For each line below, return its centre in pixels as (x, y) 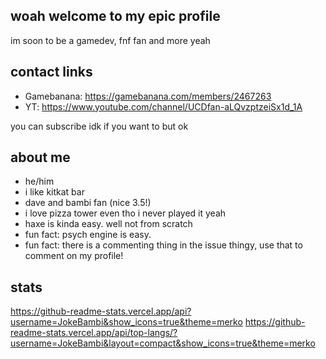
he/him (39, 181)
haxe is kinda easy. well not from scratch (108, 224)
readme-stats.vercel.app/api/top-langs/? (94, 333)
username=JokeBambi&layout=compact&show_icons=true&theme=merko (163, 343)
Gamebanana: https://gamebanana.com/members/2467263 (148, 96)
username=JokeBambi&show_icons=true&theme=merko (126, 322)
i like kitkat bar (54, 192)
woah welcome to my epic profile (115, 16)
